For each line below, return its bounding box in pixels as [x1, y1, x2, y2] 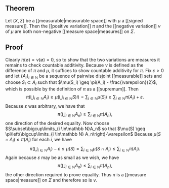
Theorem [5, 4, 35, 13]
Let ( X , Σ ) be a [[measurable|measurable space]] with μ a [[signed [5, 17, 143, 23]
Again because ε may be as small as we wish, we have [5, 154, 119, 161]
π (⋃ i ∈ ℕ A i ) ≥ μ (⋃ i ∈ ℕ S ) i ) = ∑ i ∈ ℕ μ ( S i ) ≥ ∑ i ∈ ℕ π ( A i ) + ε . [26, 94, 144, 101]
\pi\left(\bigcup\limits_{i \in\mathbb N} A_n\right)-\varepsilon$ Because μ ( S [5, 131, 161, 137]
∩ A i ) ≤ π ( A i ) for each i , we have [5, 136, 72, 144]
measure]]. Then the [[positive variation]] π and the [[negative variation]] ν [5, 23, 161, 29]
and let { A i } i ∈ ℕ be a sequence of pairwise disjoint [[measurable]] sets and [5, 73, 162, 80]
